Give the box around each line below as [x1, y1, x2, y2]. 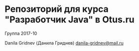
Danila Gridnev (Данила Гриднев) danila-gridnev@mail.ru [4, 40, 124, 46]
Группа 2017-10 [4, 30, 37, 36]
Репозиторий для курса [4, 3, 109, 15]
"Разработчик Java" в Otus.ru [4, 14, 135, 25]
